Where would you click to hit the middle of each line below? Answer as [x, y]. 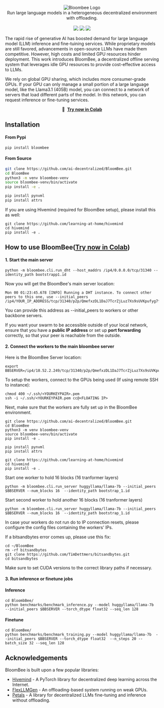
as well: [13, 215]
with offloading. [82, 18]
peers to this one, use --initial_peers [47, 297]
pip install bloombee [27, 148]
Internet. [20, 685]
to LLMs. [14, 69]
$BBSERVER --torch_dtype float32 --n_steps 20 [87, 639]
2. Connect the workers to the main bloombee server [60, 346]
